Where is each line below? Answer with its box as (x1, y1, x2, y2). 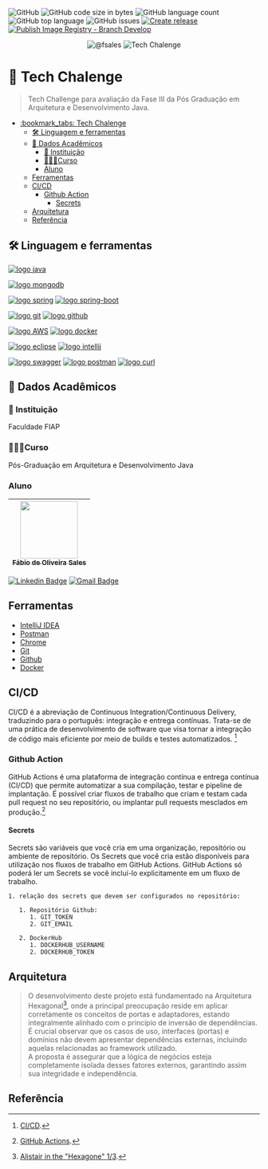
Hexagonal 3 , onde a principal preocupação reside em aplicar (27, 1000, 229, 1010)
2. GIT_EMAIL (29, 920, 73, 929)
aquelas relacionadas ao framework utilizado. (27, 1043, 178, 1052)
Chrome (19, 637, 47, 646)
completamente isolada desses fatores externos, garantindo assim (27, 1060, 247, 1069)
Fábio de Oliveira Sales (12, 559, 86, 567)
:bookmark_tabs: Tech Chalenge (19, 118, 127, 128)
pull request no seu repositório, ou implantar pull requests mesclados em (8, 797, 248, 807)
